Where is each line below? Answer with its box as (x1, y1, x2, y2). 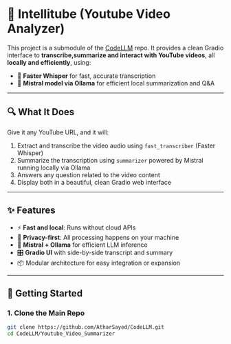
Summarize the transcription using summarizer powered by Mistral (16, 156, 203, 164)
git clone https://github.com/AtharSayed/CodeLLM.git (7, 324, 165, 331)
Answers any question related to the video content (16, 170, 160, 179)
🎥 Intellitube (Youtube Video (7, 6, 170, 22)
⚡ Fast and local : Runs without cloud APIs (16, 223, 136, 232)
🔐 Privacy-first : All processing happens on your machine (16, 233, 179, 241)
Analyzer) (7, 21, 65, 37)
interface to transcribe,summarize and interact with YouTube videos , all (7, 51, 215, 59)
